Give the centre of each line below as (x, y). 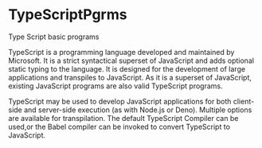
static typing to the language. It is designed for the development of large (127, 68)
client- (244, 101)
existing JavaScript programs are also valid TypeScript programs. (115, 86)
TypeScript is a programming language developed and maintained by (121, 52)
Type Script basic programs (54, 37)
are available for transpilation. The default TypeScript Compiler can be (123, 118)
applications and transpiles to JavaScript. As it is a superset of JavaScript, (130, 77)
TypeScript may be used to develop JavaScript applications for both (120, 101)
